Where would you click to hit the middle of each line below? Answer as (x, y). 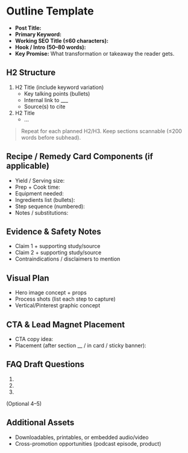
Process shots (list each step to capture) (65, 299)
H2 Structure (31, 73)
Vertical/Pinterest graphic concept (58, 305)
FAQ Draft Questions (45, 364)
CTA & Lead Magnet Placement (66, 324)
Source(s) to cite (45, 106)
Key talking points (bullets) (57, 93)
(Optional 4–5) (24, 403)
